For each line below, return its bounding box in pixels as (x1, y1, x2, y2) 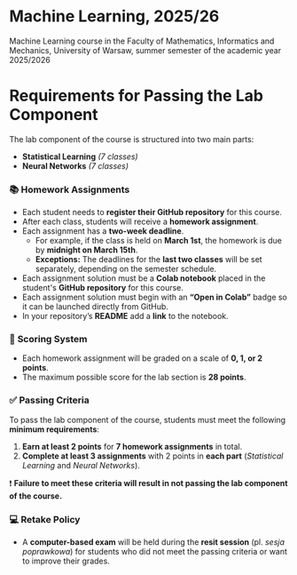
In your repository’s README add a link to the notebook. (21, 311, 229, 322)
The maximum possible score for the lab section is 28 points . (21, 371, 246, 383)
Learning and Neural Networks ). (21, 459, 140, 470)
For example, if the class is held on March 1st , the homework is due (35, 236, 282, 246)
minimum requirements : (9, 424, 100, 435)
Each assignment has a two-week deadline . (21, 226, 184, 236)
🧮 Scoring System (9, 333, 88, 346)
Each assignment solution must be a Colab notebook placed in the (21, 273, 266, 284)
